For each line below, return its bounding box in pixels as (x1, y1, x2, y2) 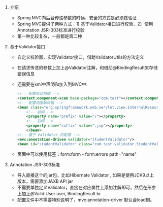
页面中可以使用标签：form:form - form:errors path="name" (17, 151, 137, 157)
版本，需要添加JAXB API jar (17, 178, 73, 184)
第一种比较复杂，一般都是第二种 (17, 34, 82, 39)
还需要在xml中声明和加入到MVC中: (17, 81, 88, 87)
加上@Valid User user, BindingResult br (21, 190, 101, 196)
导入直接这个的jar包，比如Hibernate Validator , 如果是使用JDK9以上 (17, 172, 154, 178)
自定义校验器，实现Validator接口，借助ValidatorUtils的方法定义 (17, 54, 144, 60)
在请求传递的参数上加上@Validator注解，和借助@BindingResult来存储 (17, 65, 158, 70)
